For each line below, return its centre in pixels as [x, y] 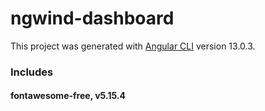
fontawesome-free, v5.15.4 [68, 96]
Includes [32, 72]
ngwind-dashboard [92, 18]
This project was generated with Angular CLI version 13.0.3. [133, 46]
